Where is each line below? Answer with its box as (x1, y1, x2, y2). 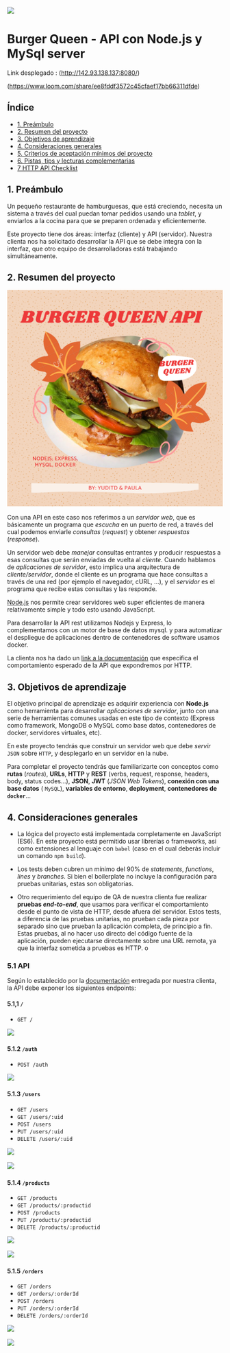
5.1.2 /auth (7, 1045, 38, 1053)
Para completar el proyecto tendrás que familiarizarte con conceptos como (7, 763, 219, 771)
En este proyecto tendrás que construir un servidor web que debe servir (7, 742, 211, 750)
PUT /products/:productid (16, 1217, 91, 1224)
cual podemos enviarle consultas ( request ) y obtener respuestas (7, 528, 190, 536)
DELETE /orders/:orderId (16, 1312, 88, 1319)
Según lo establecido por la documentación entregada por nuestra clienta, (7, 977, 217, 985)
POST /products (16, 1210, 61, 1216)
